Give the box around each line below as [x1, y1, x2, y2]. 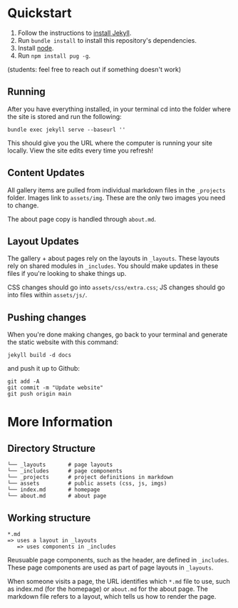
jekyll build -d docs [7, 351, 72, 359]
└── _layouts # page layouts [7, 461, 113, 468]
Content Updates [7, 167, 86, 179]
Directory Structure [7, 442, 96, 454]
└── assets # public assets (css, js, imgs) [7, 480, 167, 488]
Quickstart [7, 5, 73, 21]
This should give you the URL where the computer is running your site [7, 138, 212, 147]
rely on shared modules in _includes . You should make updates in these [7, 262, 219, 270]
